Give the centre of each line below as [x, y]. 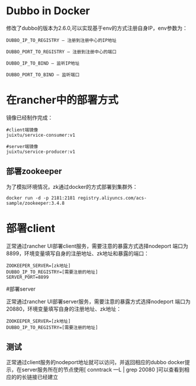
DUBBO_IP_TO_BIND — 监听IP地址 [43, 63]
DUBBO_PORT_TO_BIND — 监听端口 [43, 75]
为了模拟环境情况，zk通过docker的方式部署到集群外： [72, 186]
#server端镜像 [22, 146]
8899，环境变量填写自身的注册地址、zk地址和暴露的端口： [78, 253]
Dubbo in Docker [48, 11]
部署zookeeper [34, 171]
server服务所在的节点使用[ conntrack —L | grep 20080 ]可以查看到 [103, 370]
